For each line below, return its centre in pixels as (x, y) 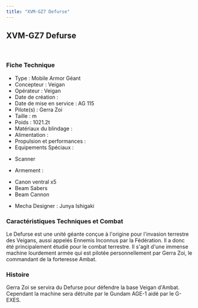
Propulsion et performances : (50, 141)
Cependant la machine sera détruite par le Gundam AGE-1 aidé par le (90, 294)
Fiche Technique (30, 65)
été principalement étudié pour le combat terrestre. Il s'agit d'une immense (97, 247)
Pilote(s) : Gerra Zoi (38, 110)
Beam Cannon (32, 194)
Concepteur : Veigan (40, 84)
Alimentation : (32, 134)
